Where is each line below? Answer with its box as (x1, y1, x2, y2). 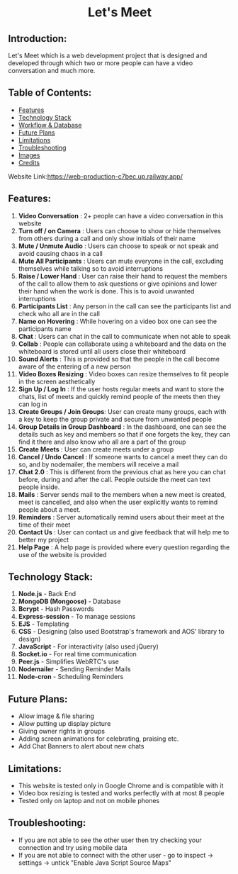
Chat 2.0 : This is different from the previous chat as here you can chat (18, 467, 226, 476)
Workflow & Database (18, 121, 82, 129)
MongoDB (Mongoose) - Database (18, 597, 121, 606)
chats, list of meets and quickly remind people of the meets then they (18, 392, 221, 400)
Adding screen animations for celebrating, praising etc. (18, 734, 179, 743)
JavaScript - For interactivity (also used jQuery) (18, 642, 159, 651)
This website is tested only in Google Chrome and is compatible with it (18, 781, 224, 790)
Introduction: (8, 33, 67, 45)
